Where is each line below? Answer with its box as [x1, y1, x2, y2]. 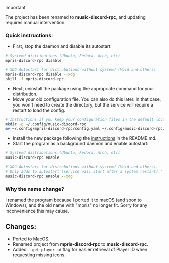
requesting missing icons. [12, 252, 66, 258]
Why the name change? [5, 185, 64, 192]
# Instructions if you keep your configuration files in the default [5, 117, 154, 122]
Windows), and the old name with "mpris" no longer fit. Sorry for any [5, 202, 148, 208]
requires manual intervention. [5, 20, 66, 25]
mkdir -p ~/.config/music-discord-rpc [5, 121, 87, 127]
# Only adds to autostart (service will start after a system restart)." [5, 169, 163, 174]
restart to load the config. [12, 107, 65, 113]
